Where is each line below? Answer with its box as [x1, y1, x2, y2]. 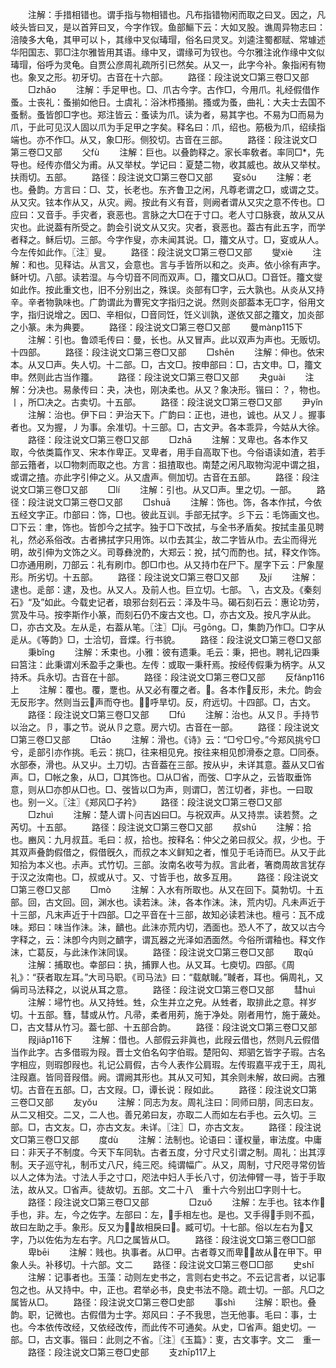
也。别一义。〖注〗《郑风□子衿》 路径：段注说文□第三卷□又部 [10, 796, 283, 808]
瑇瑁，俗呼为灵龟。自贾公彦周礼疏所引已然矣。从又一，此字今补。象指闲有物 [10, 59, 326, 70]
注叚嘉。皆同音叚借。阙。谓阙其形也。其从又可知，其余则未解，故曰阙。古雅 [10, 1071, 326, 1083]
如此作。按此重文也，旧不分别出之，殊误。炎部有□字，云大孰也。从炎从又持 [10, 284, 325, 295]
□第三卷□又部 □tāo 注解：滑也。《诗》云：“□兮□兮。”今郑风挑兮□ [10, 734, 321, 745]
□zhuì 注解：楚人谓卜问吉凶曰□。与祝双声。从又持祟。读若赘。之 [27, 809, 318, 820]
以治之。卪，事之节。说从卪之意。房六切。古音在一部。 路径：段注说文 [10, 721, 320, 733]
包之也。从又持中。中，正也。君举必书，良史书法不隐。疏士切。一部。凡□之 [10, 1284, 325, 1295]
